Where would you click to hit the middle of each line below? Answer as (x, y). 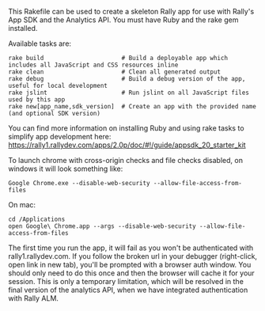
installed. (23, 28)
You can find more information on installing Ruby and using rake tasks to (126, 128)
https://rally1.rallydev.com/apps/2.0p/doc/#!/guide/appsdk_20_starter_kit (127, 145)
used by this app (37, 100)
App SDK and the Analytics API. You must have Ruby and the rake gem (123, 20)
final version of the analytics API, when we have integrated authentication (128, 290)
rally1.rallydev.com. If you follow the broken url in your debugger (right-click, (133, 256)
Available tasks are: (40, 44)
